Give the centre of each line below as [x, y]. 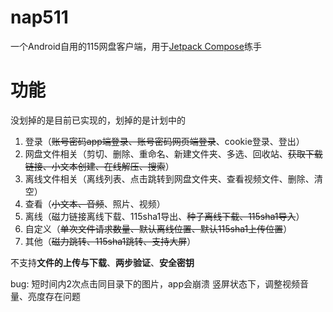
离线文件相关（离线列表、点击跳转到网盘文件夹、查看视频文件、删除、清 [173, 178]
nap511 [39, 17]
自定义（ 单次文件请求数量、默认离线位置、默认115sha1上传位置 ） [158, 228]
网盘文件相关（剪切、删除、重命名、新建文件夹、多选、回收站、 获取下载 [173, 153]
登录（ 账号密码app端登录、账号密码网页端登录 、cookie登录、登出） [164, 141]
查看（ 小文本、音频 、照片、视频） [95, 203]
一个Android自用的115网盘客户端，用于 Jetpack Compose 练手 [136, 46]
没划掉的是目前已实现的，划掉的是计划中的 [98, 120]
